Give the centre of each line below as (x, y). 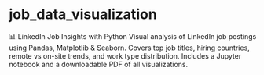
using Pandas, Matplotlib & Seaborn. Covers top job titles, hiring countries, (129, 48)
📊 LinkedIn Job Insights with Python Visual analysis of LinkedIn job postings (133, 36)
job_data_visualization (83, 14)
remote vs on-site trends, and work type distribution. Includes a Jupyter (125, 55)
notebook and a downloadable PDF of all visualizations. (98, 64)
